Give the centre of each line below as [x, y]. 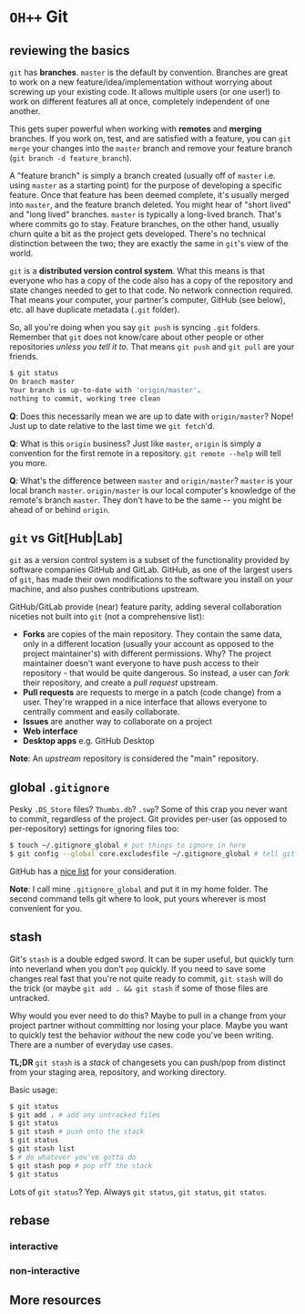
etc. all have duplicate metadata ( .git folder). [95, 309]
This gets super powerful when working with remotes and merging [136, 129]
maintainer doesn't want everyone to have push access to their [141, 663]
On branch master [42, 381]
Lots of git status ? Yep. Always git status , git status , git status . [138, 1192]
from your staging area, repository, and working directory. [118, 1072]
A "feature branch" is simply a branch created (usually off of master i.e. [142, 176]
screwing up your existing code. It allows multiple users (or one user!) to [145, 92]
